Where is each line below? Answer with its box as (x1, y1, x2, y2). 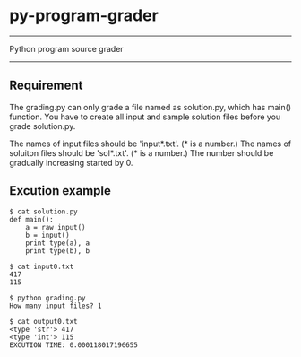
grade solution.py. (9, 120, 76, 131)
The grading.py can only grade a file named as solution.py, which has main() (9, 101, 292, 112)
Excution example (9, 183, 112, 198)
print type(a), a (25, 239, 90, 248)
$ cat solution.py (9, 207, 78, 216)
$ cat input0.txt (9, 262, 74, 271)
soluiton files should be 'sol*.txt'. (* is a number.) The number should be (9, 147, 274, 158)
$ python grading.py (9, 293, 87, 302)
